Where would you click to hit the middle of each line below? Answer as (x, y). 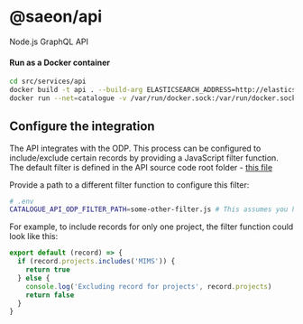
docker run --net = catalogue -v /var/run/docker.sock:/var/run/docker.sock (153, 98)
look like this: (34, 236)
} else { (34, 278)
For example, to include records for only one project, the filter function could (151, 227)
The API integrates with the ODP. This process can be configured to (135, 148)
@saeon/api (56, 17)
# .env (22, 201)
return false (50, 295)
